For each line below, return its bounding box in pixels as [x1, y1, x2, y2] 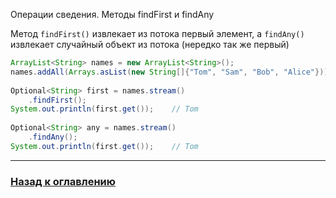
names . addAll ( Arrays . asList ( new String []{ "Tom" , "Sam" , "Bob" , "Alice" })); [10, 67, 333, 77]
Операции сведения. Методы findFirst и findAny [10, 9, 215, 20]
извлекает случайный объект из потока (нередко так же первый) [10, 39, 290, 50]
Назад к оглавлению [10, 174, 116, 188]
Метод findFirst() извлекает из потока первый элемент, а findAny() [10, 28, 305, 39]
